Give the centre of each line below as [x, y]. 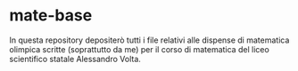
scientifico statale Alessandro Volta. [75, 59]
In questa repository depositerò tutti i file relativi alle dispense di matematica [149, 40]
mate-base [51, 16]
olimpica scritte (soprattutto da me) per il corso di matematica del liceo [139, 49]
